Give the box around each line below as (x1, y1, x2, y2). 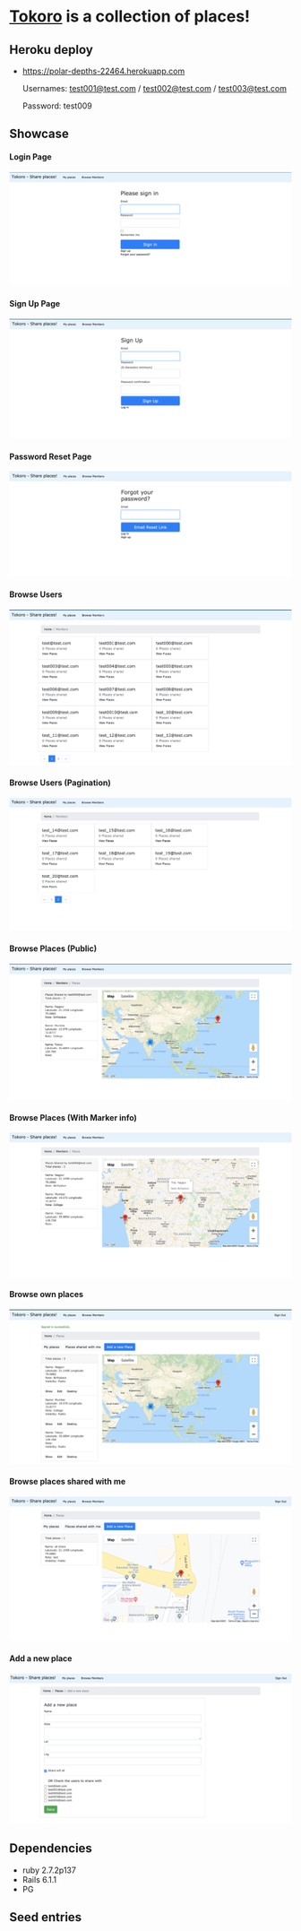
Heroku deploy (9, 42, 94, 57)
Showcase (9, 126, 70, 142)
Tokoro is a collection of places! (9, 6, 251, 27)
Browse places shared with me (9, 1476, 126, 1487)
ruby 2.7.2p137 (21, 1865, 76, 1875)
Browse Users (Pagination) (9, 777, 111, 788)
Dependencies (9, 1840, 92, 1857)
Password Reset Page (9, 451, 92, 462)
